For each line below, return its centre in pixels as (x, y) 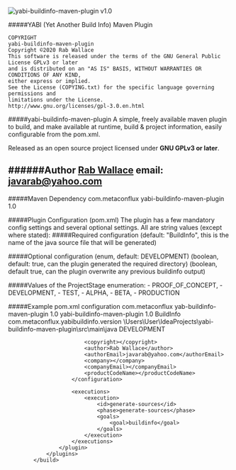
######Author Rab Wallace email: (86, 170)
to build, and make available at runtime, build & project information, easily (115, 127)
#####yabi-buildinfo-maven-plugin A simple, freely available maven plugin (118, 119)
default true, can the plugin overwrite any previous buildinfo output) (107, 271)
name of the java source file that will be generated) (82, 242)
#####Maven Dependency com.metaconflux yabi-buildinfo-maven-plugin (116, 198)
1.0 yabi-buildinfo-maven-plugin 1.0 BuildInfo (116, 314)
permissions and (32, 94)
